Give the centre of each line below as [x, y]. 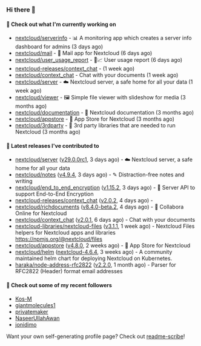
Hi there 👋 [21, 10]
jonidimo [26, 324]
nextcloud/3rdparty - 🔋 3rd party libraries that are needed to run [95, 125]
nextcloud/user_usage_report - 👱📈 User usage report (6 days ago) [99, 60]
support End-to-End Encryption [54, 194]
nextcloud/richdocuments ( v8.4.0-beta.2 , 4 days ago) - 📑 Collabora [99, 207]
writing [24, 181]
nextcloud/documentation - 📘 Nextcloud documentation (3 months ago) [104, 113]
